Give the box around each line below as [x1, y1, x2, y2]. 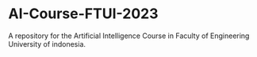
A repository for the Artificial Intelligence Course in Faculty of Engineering [8, 31, 250, 40]
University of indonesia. [8, 39, 86, 48]
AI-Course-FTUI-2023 [8, 5, 159, 23]
